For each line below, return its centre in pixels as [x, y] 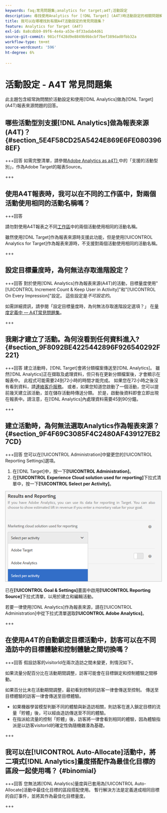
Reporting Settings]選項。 [32, 460]
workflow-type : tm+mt [28, 42]
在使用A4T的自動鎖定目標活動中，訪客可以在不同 [81, 640]
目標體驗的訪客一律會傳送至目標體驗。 [44, 696]
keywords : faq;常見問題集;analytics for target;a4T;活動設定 [66, 10]
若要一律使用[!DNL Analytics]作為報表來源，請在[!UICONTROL [69, 607]
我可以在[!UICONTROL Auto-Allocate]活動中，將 [81, 752]
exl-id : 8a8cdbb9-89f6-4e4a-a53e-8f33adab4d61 [54, 32]
